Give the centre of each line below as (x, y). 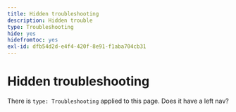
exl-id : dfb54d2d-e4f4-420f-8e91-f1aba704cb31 (77, 46)
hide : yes (22, 33)
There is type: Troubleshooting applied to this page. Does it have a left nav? (118, 101)
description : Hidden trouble (50, 20)
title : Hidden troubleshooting (53, 14)
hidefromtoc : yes (33, 40)
